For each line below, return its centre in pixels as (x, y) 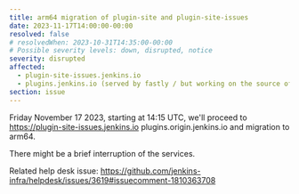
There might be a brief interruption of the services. (102, 153)
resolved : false (39, 34)
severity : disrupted (48, 59)
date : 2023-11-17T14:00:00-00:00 (71, 26)
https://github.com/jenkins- (151, 171)
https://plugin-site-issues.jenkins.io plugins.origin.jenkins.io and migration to (149, 126)
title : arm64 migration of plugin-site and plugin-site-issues (129, 17)
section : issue (37, 92)
